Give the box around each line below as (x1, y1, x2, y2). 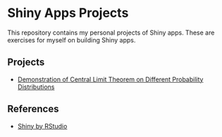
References (7, 103, 59, 115)
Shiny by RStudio (17, 121, 68, 130)
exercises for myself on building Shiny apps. (7, 35, 136, 44)
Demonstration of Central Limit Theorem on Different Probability (17, 75, 204, 83)
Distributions (17, 83, 55, 91)
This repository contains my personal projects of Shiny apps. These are (7, 28, 215, 37)
